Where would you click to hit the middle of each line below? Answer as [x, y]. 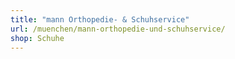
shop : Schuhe [37, 38]
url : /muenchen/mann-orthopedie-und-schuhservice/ [118, 29]
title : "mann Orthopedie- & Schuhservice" [100, 19]
